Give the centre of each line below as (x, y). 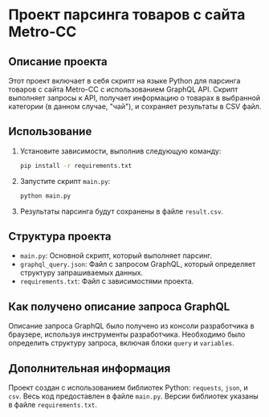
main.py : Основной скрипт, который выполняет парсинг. (116, 256)
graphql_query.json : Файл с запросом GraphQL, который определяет (138, 264)
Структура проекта (60, 236)
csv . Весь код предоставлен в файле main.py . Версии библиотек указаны (133, 396)
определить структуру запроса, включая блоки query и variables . (121, 343)
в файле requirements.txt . (53, 405)
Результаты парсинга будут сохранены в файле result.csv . (121, 211)
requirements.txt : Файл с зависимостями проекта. (107, 281)
